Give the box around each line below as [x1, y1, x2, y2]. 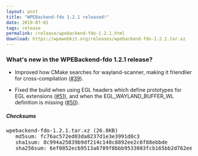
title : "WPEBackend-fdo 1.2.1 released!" [6, 14, 110, 20]
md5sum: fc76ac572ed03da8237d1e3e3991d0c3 [15, 133, 140, 140]
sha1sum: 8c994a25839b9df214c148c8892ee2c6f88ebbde [15, 139, 168, 146]
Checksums [6, 112, 37, 120]
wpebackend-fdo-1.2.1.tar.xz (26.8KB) [6, 127, 118, 134]
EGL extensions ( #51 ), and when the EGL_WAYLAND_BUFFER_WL [14, 92, 174, 100]
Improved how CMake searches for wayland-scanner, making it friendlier [14, 69, 192, 76]
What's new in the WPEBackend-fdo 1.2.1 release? [6, 55, 153, 64]
